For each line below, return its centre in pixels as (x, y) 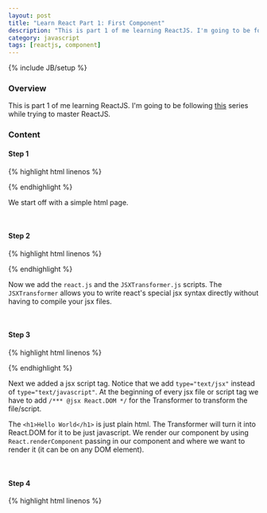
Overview (27, 88)
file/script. (25, 408)
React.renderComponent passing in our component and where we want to (127, 441)
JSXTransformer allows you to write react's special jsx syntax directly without (133, 293)
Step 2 (19, 236)
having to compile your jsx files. (60, 301)
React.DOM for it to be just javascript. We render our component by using (128, 432)
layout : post (30, 16)
